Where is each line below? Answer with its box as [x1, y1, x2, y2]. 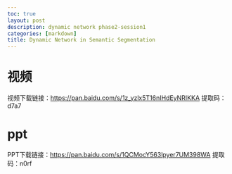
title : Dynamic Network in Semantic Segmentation [7, 37, 156, 44]
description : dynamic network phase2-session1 [7, 23, 146, 30]
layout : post [7, 17, 46, 24]
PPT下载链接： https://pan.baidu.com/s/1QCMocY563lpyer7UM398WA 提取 [7, 151, 225, 159]
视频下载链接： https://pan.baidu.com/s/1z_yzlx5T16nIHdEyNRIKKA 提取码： [7, 94, 226, 102]
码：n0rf [7, 159, 32, 168]
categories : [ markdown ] [7, 30, 77, 37]
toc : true [7, 10, 37, 18]
